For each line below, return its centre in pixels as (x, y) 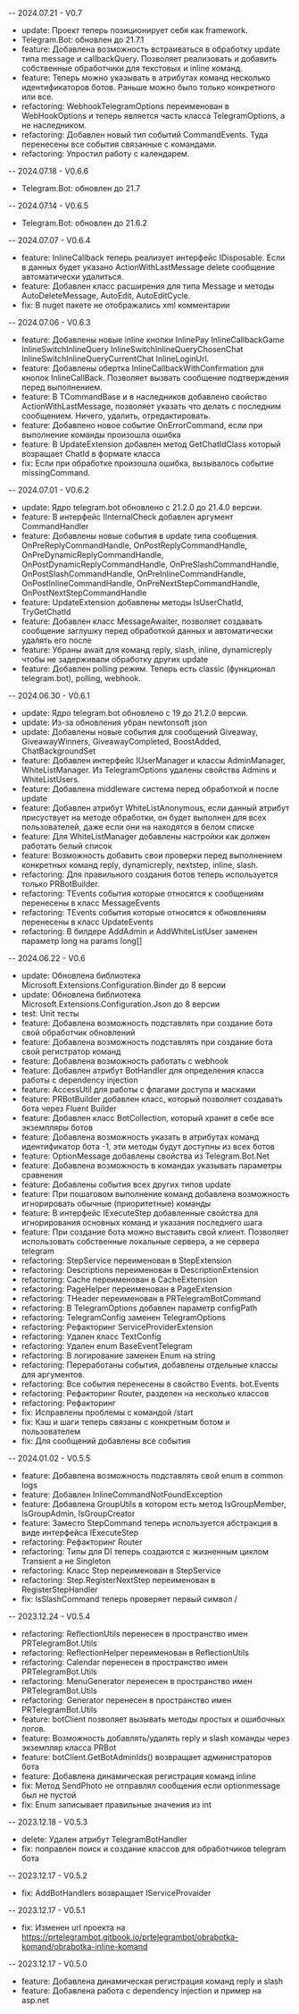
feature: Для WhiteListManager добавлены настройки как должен (145, 836)
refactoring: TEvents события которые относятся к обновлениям (144, 912)
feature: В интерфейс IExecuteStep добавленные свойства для (140, 1213)
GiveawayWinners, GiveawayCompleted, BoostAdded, (121, 742)
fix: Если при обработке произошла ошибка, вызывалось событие (147, 463)
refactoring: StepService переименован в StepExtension (127, 1260)
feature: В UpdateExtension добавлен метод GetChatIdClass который (151, 444)
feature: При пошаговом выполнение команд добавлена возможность (155, 1194)
